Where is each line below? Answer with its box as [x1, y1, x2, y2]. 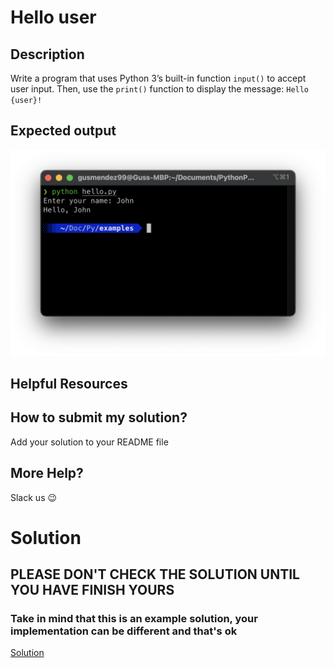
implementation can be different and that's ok [10, 624, 238, 638]
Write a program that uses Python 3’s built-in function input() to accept [10, 72, 307, 84]
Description [10, 46, 85, 63]
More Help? [10, 465, 84, 482]
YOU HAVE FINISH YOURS [10, 582, 175, 599]
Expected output [10, 122, 117, 140]
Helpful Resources [10, 375, 128, 392]
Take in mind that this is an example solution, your [10, 612, 258, 626]
